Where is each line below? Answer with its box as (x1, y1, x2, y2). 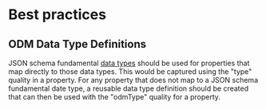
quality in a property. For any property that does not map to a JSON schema (8, 76, 258, 84)
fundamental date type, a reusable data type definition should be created (8, 84, 249, 93)
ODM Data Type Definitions (8, 37, 147, 51)
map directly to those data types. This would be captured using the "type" (8, 67, 252, 76)
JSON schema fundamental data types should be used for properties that (8, 58, 250, 68)
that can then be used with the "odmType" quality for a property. (8, 92, 221, 101)
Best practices (8, 6, 106, 24)
